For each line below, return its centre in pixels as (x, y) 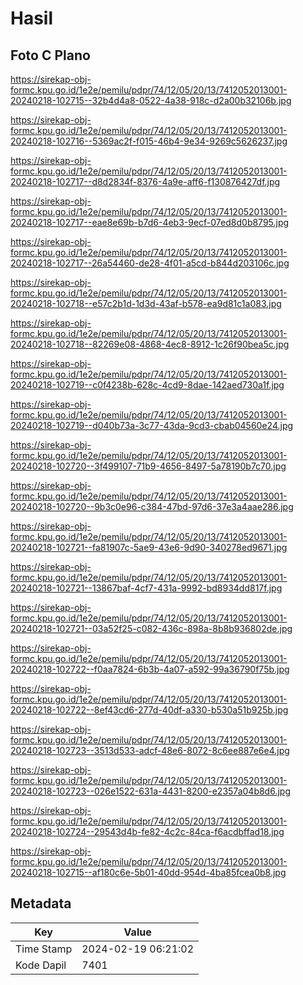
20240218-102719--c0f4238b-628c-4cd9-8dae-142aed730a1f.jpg (147, 385)
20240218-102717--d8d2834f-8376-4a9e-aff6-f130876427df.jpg (145, 181)
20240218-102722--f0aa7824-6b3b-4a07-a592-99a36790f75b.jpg (150, 669)
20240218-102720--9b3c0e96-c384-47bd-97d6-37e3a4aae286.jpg (152, 506)
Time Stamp (44, 949)
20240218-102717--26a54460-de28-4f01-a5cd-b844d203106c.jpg (150, 263)
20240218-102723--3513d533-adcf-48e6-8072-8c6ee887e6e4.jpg (150, 750)
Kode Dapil (41, 965)
